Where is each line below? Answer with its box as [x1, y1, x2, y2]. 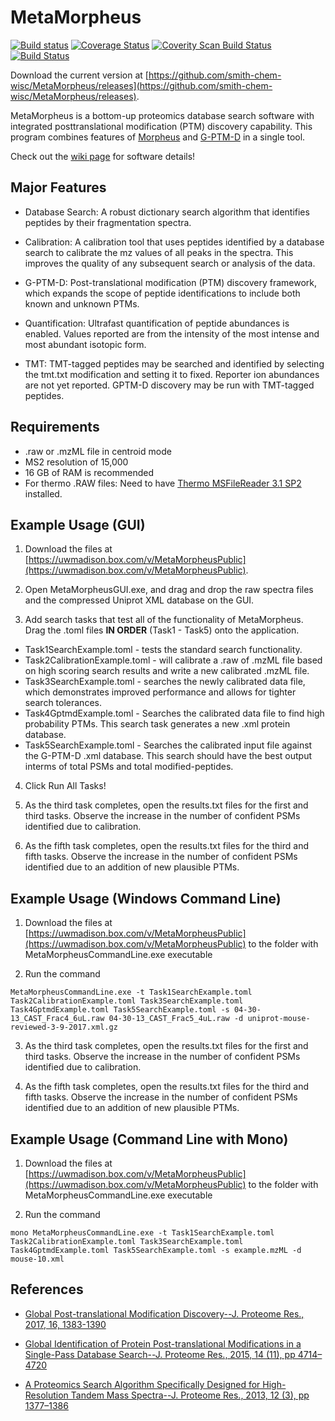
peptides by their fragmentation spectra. [24, 216, 192, 228]
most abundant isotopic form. [24, 338, 147, 350]
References [10, 1281, 84, 1298]
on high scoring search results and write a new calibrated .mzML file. [24, 665, 310, 677]
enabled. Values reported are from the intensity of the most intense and [24, 327, 320, 340]
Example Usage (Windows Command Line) [10, 890, 282, 907]
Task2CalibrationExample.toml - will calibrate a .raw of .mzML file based [24, 654, 323, 666]
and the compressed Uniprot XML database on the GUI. [24, 594, 255, 606]
